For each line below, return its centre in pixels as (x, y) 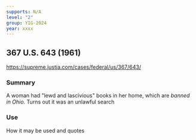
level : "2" (20, 17)
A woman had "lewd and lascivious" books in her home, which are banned (98, 96)
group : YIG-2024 (26, 23)
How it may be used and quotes (46, 130)
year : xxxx (20, 28)
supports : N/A (24, 12)
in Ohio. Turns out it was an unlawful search (61, 102)
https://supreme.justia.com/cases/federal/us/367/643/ (74, 67)
